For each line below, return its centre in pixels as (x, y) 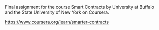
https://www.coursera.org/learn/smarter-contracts (57, 22)
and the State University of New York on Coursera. (57, 12)
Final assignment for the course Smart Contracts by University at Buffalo (80, 7)
